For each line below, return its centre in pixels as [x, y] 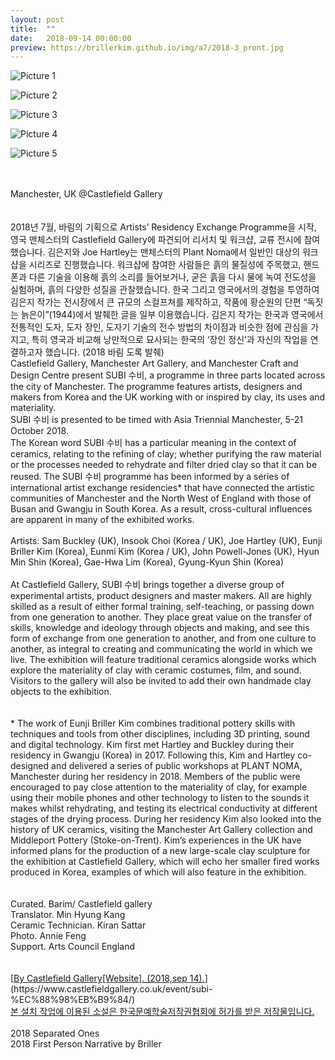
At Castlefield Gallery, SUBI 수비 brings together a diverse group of [147, 585]
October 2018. [39, 431]
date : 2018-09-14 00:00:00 [71, 38]
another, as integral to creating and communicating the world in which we [161, 649]
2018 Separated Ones [55, 1033]
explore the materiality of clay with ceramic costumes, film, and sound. [156, 670]
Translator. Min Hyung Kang [68, 915]
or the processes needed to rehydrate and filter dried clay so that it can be [164, 465]
